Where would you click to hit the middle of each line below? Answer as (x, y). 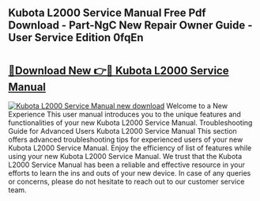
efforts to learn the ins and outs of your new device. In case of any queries (130, 173)
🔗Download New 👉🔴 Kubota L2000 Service (119, 70)
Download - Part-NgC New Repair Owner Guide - (130, 26)
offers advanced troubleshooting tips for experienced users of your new (126, 139)
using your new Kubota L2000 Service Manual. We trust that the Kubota (125, 156)
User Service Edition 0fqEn (76, 38)
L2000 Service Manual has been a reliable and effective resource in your (126, 165)
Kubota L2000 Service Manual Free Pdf (107, 13)
